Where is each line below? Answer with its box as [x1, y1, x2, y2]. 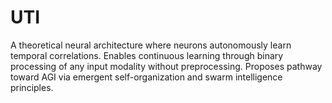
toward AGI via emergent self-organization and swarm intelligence [10, 71, 283, 83]
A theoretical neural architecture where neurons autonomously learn [10, 39, 292, 51]
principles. [10, 81, 54, 93]
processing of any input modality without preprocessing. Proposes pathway [10, 60, 323, 72]
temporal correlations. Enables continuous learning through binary [10, 49, 284, 61]
